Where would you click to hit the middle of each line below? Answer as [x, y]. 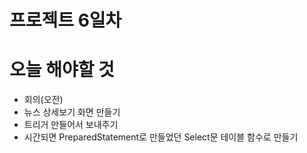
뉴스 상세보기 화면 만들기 [72, 112]
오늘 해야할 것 [62, 70]
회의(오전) [43, 100]
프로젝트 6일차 [65, 20]
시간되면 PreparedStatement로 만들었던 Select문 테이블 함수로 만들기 [161, 137]
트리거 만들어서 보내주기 [71, 125]
